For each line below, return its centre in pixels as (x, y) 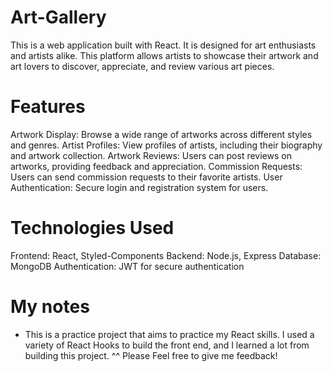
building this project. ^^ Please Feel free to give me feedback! (151, 355)
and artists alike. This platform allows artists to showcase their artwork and (164, 55)
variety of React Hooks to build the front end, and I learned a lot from (167, 345)
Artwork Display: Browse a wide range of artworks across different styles (161, 134)
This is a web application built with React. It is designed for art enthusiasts (163, 45)
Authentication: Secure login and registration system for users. (139, 187)
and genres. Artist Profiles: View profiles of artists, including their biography (166, 145)
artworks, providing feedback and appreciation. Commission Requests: (156, 166)
